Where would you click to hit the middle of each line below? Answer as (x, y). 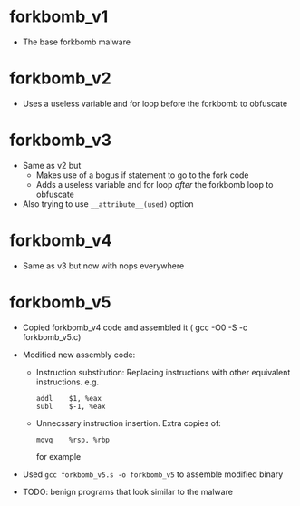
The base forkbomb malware (77, 42)
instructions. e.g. (68, 382)
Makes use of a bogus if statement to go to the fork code (142, 175)
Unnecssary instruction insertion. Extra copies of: (129, 423)
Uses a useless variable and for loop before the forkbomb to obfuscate (155, 103)
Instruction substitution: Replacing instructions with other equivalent (163, 372)
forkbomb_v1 (59, 17)
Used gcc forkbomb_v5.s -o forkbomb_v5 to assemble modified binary (153, 474)
